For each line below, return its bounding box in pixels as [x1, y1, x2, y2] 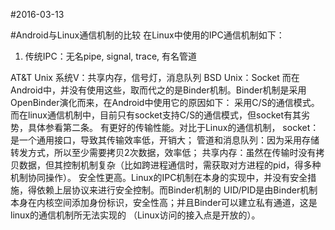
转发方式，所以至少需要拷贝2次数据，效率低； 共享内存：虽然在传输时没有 [10, 147, 317, 158]
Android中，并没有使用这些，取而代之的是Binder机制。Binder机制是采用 [10, 84, 307, 96]
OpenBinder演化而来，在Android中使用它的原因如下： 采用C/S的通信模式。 [10, 97, 320, 108]
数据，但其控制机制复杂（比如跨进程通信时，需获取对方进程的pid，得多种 [18, 159, 322, 171]
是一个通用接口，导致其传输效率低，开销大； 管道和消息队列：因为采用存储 [10, 134, 320, 146]
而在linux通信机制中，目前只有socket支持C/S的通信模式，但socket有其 [10, 109, 302, 121]
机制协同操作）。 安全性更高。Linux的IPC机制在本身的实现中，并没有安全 [10, 172, 308, 183]
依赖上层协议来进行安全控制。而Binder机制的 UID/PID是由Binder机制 [36, 184, 318, 196]
